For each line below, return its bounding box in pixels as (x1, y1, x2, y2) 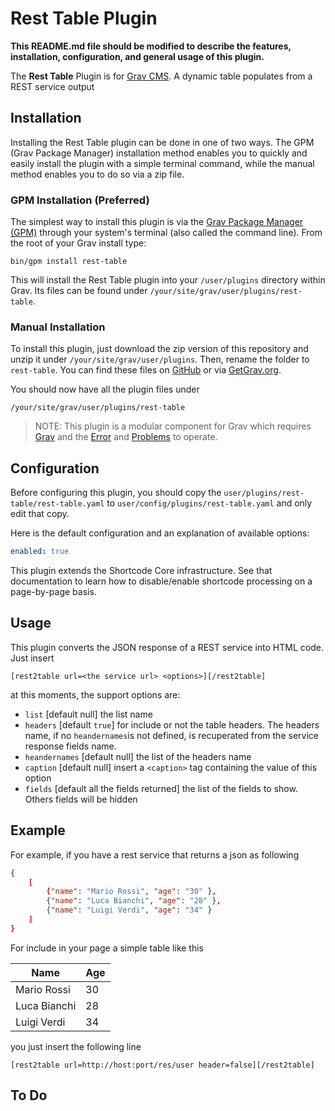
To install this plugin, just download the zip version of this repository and (10, 343, 309, 355)
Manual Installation (10, 320, 106, 334)
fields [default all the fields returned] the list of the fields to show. (24, 782, 298, 794)
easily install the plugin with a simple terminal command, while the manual (10, 157, 315, 169)
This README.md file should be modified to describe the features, (10, 40, 292, 52)
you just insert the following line (10, 1040, 142, 1052)
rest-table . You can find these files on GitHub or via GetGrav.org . (10, 364, 282, 376)
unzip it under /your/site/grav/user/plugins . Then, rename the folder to (10, 353, 310, 366)
